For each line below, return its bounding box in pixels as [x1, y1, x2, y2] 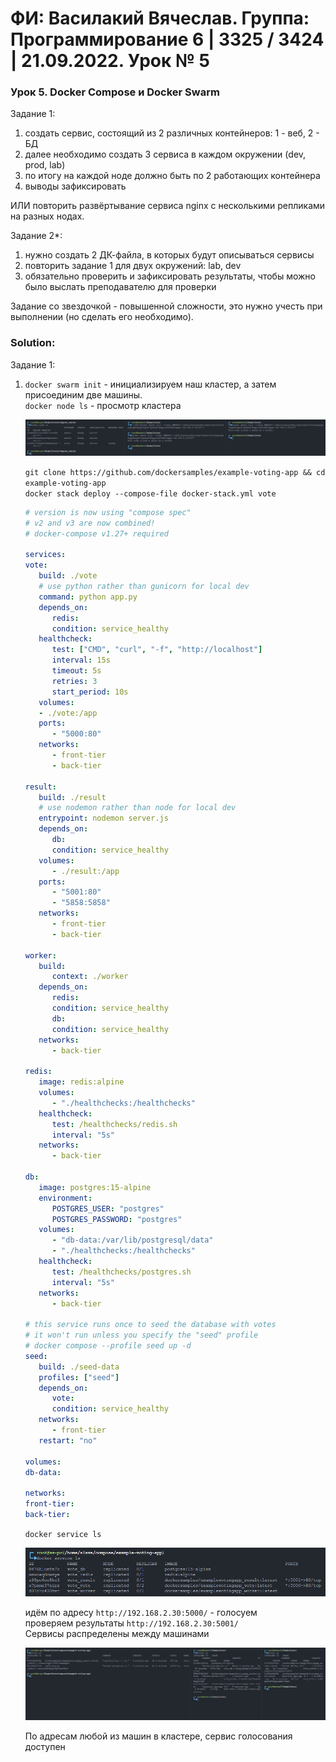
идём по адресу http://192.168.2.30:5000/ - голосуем [24, 1606, 258, 1618]
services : [24, 550, 67, 560]
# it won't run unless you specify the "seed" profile [24, 1330, 259, 1341]
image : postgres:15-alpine [38, 1182, 152, 1192]
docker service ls [24, 1529, 102, 1539]
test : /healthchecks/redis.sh [51, 1119, 178, 1129]
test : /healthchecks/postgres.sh [51, 1267, 192, 1277]
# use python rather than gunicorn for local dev [38, 582, 250, 592]
